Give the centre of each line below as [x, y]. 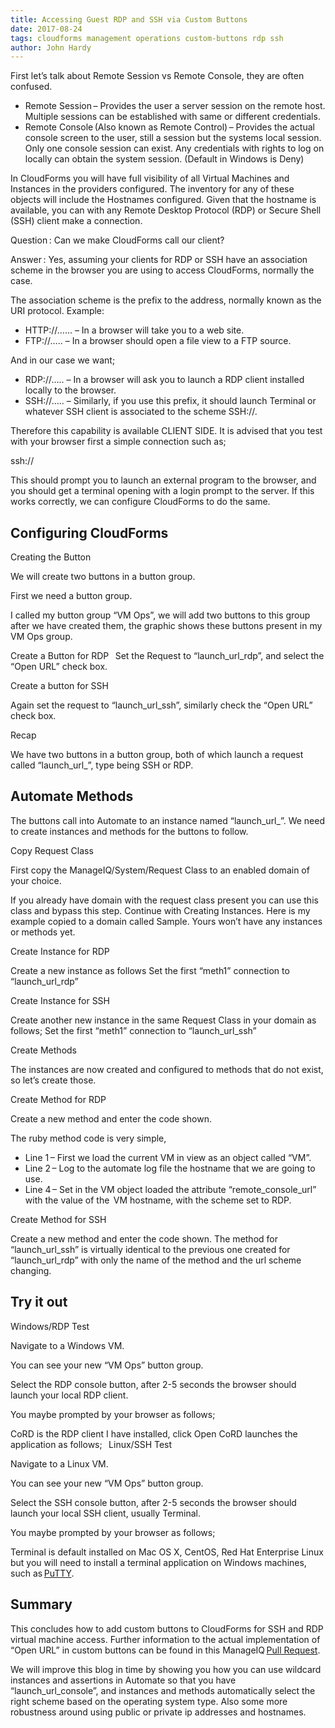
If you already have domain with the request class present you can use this [164, 900]
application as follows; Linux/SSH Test [91, 1444]
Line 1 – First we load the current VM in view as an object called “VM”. [168, 1157]
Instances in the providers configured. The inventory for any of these [152, 189]
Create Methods [43, 1050]
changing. [31, 1270]
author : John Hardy [51, 47]
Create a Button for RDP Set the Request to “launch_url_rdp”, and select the [167, 656]
